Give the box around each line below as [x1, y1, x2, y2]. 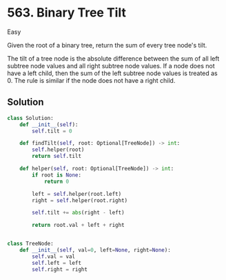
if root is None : [32, 171, 81, 179]
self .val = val [32, 253, 76, 260]
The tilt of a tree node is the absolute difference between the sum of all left [7, 54, 220, 63]
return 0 [43, 178, 70, 185]
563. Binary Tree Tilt [7, 5, 126, 21]
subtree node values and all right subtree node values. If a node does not [7, 61, 215, 70]
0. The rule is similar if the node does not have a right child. [7, 76, 176, 84]
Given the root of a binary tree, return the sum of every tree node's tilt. [7, 41, 207, 49]
